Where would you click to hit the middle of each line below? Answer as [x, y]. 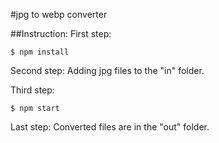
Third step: [32, 90]
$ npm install [40, 52]
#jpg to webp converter [59, 14]
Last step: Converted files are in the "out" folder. [110, 127]
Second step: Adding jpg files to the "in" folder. [107, 70]
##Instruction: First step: [61, 33]
